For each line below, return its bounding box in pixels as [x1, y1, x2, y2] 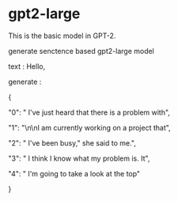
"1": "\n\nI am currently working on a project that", [8, 123, 172, 132]
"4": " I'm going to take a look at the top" [8, 169, 141, 178]
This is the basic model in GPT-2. [8, 31, 116, 40]
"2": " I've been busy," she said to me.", [8, 138, 137, 147]
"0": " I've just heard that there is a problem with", [8, 108, 170, 117]
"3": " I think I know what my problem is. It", [8, 154, 150, 163]
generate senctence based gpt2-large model [8, 46, 154, 55]
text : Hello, [8, 61, 46, 71]
